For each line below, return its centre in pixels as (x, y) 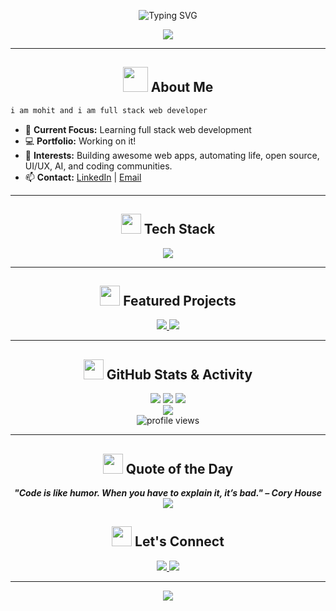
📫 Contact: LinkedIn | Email (83, 177)
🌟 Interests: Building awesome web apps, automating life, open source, (172, 155)
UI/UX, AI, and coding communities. (98, 166)
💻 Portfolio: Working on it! (80, 141)
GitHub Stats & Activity (179, 374)
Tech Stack (179, 229)
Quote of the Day (179, 468)
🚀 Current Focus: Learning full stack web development (138, 129)
